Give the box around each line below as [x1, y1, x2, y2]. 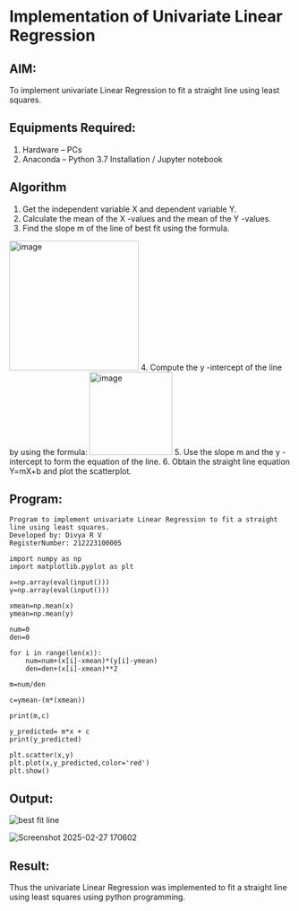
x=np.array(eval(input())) [9, 578, 110, 587]
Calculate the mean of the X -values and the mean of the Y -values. [21, 213, 271, 223]
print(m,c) [9, 712, 50, 721]
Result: [9, 858, 50, 873]
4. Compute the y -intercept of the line [140, 362, 283, 372]
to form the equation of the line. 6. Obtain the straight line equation [44, 456, 291, 467]
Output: [9, 791, 54, 806]
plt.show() [9, 766, 50, 775]
